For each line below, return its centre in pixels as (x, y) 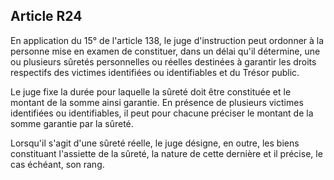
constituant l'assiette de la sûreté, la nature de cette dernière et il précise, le (166, 153)
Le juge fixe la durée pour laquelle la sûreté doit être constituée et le (151, 91)
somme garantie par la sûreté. (72, 123)
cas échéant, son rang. (57, 164)
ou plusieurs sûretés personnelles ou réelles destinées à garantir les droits (163, 61)
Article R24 (46, 16)
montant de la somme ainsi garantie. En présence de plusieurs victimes (157, 102)
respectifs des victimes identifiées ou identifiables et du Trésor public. (155, 72)
